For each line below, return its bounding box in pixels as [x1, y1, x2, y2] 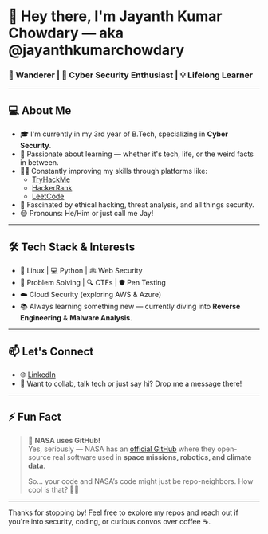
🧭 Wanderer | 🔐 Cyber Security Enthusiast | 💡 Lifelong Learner [8, 69, 254, 80]
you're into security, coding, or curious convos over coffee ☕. [8, 516, 211, 526]
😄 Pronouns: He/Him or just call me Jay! [19, 209, 154, 218]
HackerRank [31, 183, 73, 193]
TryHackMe [31, 175, 71, 184]
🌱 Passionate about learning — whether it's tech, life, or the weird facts [19, 149, 254, 159]
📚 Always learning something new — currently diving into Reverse [19, 302, 241, 312]
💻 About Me [8, 104, 72, 117]
